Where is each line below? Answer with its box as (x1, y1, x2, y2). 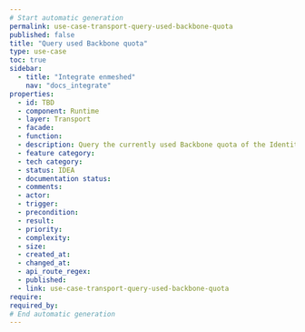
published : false (9, 30, 75, 39)
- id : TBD (17, 97, 54, 107)
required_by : (9, 301, 59, 310)
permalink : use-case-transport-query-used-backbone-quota (9, 22, 233, 31)
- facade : (17, 124, 54, 133)
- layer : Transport (17, 115, 92, 124)
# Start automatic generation (9, 13, 124, 23)
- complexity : (17, 233, 71, 242)
